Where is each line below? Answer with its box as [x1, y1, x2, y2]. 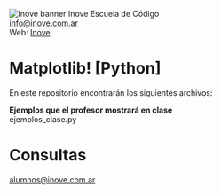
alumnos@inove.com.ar [9, 174, 96, 185]
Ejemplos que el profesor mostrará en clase [9, 105, 173, 115]
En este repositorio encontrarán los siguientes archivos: [9, 87, 213, 97]
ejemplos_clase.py [9, 113, 77, 124]
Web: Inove [9, 27, 51, 37]
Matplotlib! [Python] [9, 58, 162, 79]
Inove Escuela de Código [67, 9, 160, 19]
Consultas [9, 145, 87, 166]
